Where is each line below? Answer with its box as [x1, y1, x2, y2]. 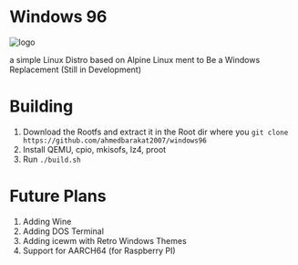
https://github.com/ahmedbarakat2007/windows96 [22, 135, 207, 145]
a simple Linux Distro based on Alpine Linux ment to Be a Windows [9, 54, 261, 65]
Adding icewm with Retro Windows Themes [22, 235, 187, 246]
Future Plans [9, 185, 107, 207]
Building [9, 96, 74, 117]
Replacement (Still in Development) [9, 64, 142, 75]
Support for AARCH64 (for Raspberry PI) [22, 245, 176, 256]
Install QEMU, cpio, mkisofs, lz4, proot [22, 143, 167, 154]
